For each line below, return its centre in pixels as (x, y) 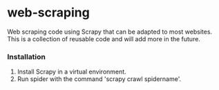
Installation (27, 56)
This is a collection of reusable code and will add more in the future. (104, 38)
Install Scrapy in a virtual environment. (72, 72)
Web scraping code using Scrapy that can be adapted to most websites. (110, 32)
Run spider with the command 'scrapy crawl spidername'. (99, 79)
